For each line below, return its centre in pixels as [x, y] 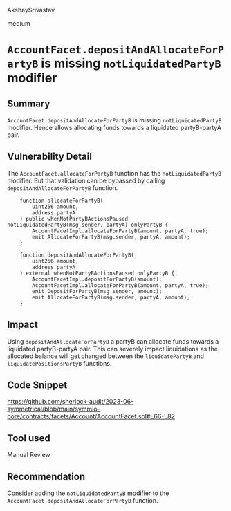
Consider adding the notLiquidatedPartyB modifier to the [88, 493]
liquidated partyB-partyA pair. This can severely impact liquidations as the [112, 349]
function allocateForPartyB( [62, 201]
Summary [29, 103]
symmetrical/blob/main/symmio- [54, 409]
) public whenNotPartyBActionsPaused [74, 219]
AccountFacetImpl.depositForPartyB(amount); [97, 279]
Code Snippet [37, 385]
